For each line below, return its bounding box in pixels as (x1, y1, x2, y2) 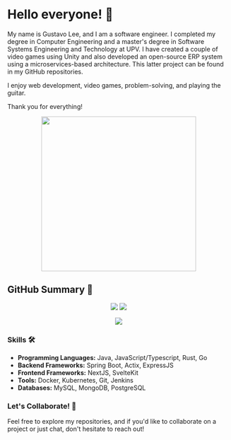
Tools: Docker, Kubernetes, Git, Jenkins (17, 376, 134, 385)
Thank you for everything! (7, 102, 83, 110)
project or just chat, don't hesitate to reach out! (7, 424, 145, 434)
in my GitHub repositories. (7, 67, 83, 76)
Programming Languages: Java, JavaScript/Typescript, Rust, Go (17, 354, 208, 362)
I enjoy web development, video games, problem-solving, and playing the (7, 81, 221, 89)
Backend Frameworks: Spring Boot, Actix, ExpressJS (17, 361, 174, 370)
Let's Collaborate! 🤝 (7, 401, 76, 411)
